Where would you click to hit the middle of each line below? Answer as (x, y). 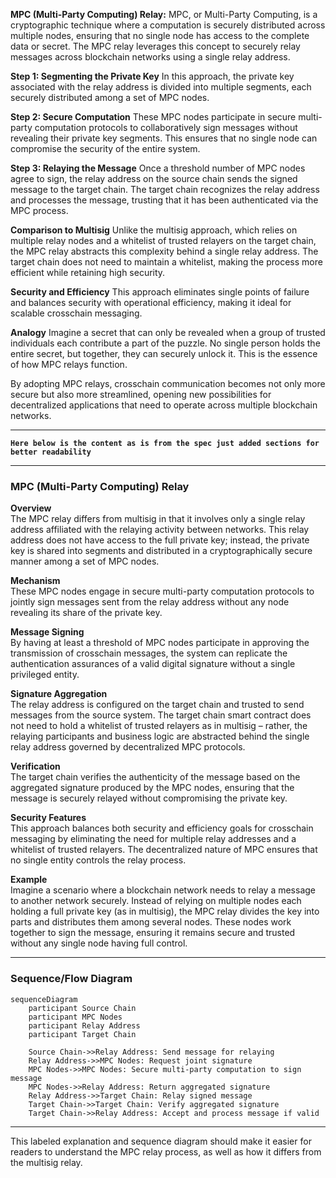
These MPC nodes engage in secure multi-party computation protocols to (162, 591)
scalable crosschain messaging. (76, 313)
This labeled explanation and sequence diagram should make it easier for (161, 1141)
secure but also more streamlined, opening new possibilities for (141, 394)
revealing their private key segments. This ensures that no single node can (164, 138)
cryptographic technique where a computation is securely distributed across (168, 25)
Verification (35, 766)
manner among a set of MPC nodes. (85, 561)
